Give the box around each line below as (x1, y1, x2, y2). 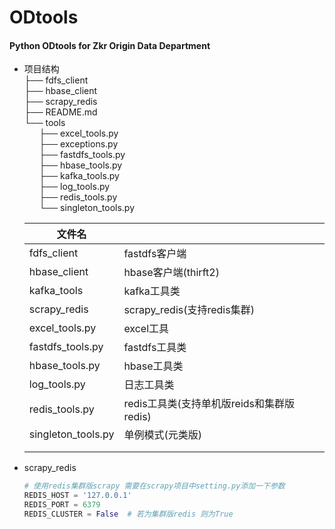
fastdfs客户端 (123, 247, 187, 261)
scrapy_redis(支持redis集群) (123, 303, 255, 317)
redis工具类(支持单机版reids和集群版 (123, 397, 296, 411)
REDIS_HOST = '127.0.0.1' (23, 491, 132, 501)
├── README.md (23, 106, 98, 118)
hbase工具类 (123, 359, 184, 373)
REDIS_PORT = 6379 (23, 500, 101, 510)
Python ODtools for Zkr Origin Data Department (9, 39, 211, 51)
